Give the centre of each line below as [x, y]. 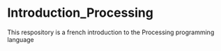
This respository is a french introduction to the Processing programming [111, 32]
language [21, 39]
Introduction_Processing [80, 13]
